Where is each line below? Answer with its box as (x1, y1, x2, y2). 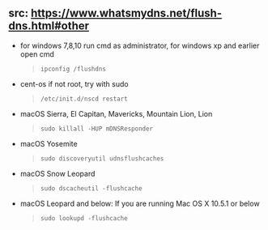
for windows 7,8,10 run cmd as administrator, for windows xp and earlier (19, 40, 260, 50)
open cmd (19, 49, 54, 59)
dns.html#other (8, 19, 90, 33)
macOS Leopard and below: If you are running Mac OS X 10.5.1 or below (19, 198, 261, 208)
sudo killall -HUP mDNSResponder (40, 125, 154, 133)
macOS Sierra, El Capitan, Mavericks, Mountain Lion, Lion (19, 109, 213, 118)
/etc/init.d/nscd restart (40, 95, 128, 103)
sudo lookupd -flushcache (40, 214, 128, 222)
